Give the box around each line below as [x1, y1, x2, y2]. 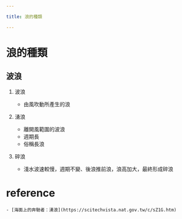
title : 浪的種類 [6, 14, 42, 19]
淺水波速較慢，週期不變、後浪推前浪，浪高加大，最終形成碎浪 [23, 165, 174, 172]
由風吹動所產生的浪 [23, 101, 71, 108]
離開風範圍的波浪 [23, 125, 65, 132]
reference [6, 186, 55, 200]
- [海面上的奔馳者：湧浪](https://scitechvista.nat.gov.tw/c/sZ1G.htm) [6, 207, 177, 213]
